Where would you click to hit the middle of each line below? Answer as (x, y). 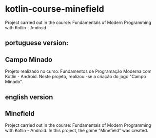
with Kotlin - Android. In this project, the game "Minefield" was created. (77, 131)
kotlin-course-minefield (55, 9)
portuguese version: (37, 43)
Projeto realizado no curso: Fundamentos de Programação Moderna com (78, 71)
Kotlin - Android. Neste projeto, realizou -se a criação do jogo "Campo (76, 77)
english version (29, 97)
